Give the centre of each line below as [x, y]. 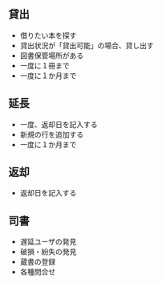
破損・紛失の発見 [48, 252]
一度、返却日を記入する [59, 124]
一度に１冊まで [45, 65]
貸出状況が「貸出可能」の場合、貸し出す [87, 45]
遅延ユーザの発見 [48, 242]
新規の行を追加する [52, 134]
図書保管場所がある [52, 56]
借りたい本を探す [48, 35]
